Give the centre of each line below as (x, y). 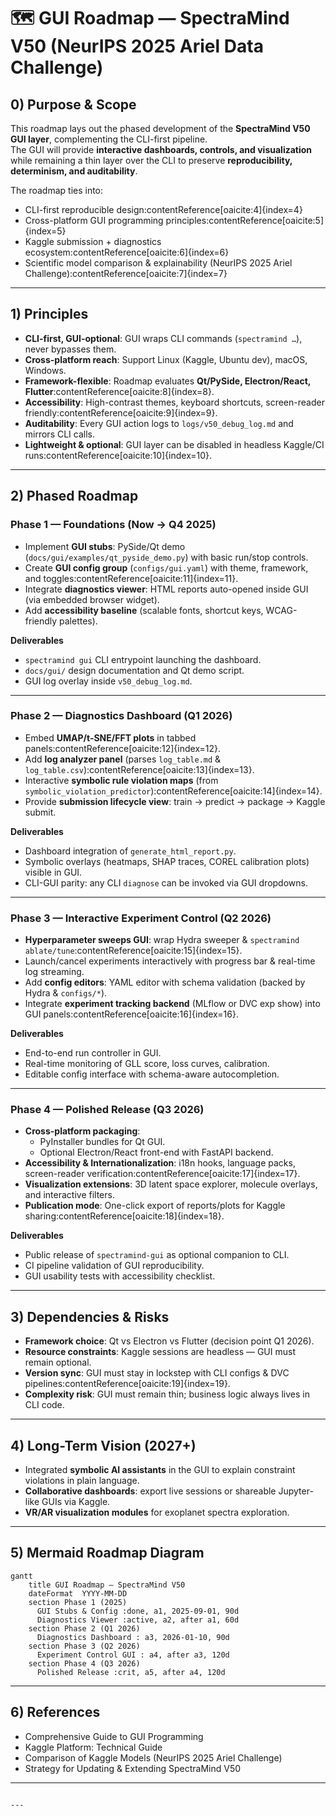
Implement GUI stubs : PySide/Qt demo (105, 546)
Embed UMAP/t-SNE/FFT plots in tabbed (110, 737)
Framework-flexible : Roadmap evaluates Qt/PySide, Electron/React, (168, 381)
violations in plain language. (82, 1481)
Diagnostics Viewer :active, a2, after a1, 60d (138, 1620)
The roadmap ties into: (57, 190)
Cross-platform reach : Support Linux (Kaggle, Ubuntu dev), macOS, (166, 359)
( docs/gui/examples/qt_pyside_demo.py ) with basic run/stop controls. (166, 557)
